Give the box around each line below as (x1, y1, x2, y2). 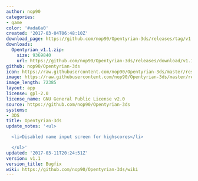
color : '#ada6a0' (6, 25, 49, 31)
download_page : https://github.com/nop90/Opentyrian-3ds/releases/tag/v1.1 (6, 36, 196, 42)
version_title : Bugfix (6, 161, 62, 167)
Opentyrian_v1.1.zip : (11, 47, 65, 53)
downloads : (6, 42, 33, 48)
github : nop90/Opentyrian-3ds (6, 63, 81, 69)
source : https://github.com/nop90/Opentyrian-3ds (6, 101, 131, 108)
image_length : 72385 (6, 80, 57, 86)
